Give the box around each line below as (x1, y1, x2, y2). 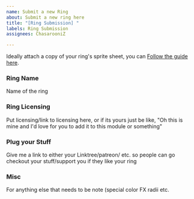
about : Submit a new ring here (6, 14, 85, 20)
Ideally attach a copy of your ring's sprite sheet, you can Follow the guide (6, 53, 188, 60)
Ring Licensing (6, 102, 50, 111)
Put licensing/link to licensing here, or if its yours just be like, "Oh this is (6, 116, 183, 123)
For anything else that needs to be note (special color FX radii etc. (6, 186, 169, 194)
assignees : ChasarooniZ (6, 31, 66, 37)
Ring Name (6, 74, 39, 83)
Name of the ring (6, 88, 48, 95)
